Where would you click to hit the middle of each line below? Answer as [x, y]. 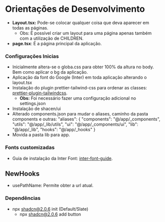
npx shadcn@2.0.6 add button [50, 214]
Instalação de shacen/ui [36, 109]
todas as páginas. [30, 28]
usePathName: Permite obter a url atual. [53, 186]
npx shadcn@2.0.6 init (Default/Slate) [50, 209]
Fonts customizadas [30, 147]
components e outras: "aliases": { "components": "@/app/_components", [86, 119]
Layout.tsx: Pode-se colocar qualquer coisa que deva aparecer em [81, 23]
